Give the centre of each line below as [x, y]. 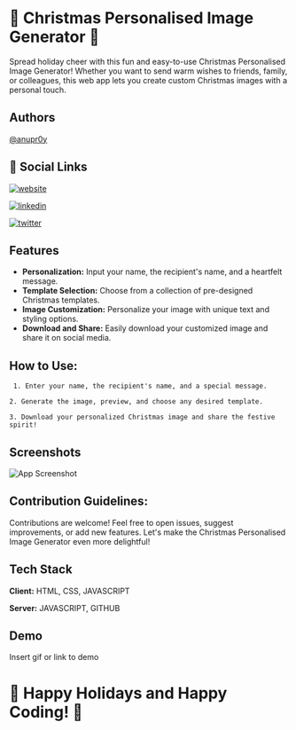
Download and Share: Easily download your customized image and [145, 328]
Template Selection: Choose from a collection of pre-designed [137, 291]
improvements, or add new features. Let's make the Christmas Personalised [148, 532]
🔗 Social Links [48, 167]
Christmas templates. [61, 300]
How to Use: [43, 366]
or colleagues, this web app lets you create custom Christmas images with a [148, 80]
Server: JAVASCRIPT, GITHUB [65, 608]
